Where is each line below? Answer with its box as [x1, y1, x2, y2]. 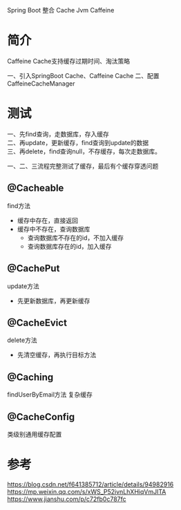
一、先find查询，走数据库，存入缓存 [7, 130, 109, 138]
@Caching [7, 371, 54, 383]
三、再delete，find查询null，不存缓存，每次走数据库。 [7, 147, 161, 155]
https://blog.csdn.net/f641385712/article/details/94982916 [7, 480, 174, 489]
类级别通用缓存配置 [7, 430, 62, 438]
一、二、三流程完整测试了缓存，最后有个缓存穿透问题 [7, 162, 159, 170]
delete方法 [7, 336, 37, 344]
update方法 [7, 282, 39, 290]
